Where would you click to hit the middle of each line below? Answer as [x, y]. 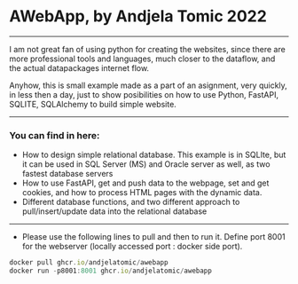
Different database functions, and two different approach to [131, 202]
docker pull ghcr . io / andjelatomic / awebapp [89, 263]
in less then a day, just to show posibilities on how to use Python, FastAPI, [144, 94]
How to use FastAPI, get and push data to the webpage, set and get [145, 183]
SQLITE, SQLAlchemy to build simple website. [93, 104]
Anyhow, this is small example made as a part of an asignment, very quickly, [149, 85]
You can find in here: [55, 135]
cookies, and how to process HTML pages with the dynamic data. [142, 193]
